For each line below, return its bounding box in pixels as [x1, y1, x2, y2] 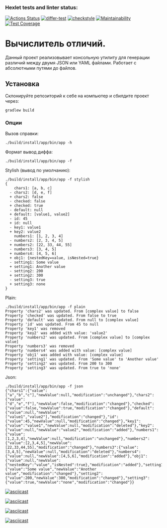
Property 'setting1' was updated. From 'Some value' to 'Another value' [5, 357, 159, 362]
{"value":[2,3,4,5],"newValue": [5, 441, 72, 446]
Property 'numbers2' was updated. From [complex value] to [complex [5, 335, 150, 340]
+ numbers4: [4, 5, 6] [9, 251, 57, 256]
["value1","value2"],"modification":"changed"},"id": [5, 414, 119, 420]
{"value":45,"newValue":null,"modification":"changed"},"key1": [5, 419, 141, 424]
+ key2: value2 [9, 229, 41, 234]
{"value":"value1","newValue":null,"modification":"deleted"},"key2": [5, 423, 155, 428]
